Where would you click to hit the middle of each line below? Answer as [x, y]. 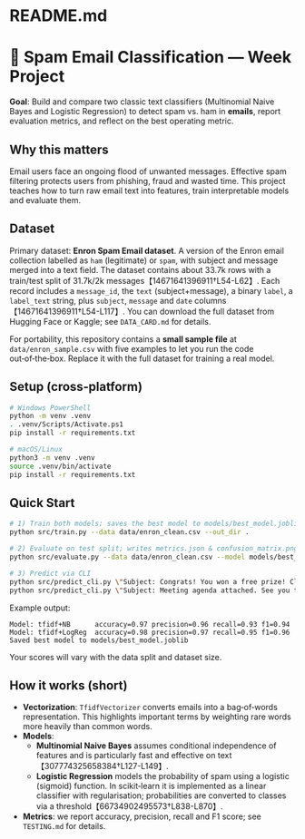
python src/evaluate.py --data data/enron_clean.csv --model [128, 557]
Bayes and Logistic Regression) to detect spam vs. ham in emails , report [145, 112]
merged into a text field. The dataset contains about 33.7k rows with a [140, 269]
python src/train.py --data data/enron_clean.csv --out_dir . [129, 532]
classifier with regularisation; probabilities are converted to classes [161, 795]
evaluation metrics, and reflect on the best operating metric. [122, 121]
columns [211, 300]
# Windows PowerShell [50, 408]
